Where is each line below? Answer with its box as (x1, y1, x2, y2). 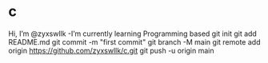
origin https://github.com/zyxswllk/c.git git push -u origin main (8, 45, 214, 55)
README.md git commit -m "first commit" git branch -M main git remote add (8, 37, 261, 46)
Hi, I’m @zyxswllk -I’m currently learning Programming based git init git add (8, 29, 258, 38)
